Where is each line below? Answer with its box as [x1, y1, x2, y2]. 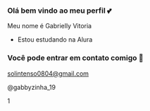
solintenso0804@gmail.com [7, 69, 89, 78]
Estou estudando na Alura [17, 35, 93, 44]
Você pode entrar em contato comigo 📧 [7, 53, 144, 63]
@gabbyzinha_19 [7, 83, 56, 91]
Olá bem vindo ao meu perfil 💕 [7, 6, 112, 16]
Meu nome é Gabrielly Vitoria [7, 22, 92, 30]
